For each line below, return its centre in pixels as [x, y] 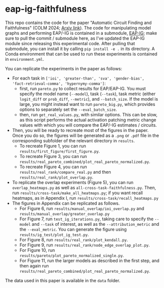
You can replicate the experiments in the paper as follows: [64, 68]
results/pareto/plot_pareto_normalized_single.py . [72, 255]
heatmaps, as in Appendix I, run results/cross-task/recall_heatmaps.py [85, 198]
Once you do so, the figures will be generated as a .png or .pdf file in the [85, 135]
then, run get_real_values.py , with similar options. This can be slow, [88, 114]
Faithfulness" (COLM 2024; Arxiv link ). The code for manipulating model [78, 27]
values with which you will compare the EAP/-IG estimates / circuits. [88, 125]
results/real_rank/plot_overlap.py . [56, 177]
